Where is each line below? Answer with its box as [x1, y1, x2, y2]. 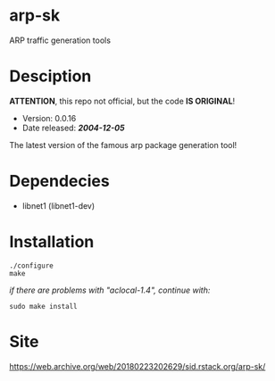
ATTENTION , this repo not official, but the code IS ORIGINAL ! [9, 95, 236, 106]
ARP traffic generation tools [9, 35, 112, 46]
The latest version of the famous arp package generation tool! [9, 139, 237, 150]
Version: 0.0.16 [21, 112, 77, 123]
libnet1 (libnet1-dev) [21, 200, 96, 211]
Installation [9, 232, 95, 252]
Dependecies [9, 171, 110, 192]
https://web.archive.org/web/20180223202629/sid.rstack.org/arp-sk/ [9, 360, 266, 371]
